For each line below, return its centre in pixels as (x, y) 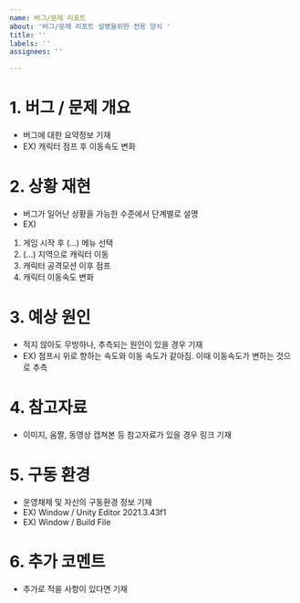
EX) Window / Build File (67, 522)
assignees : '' (36, 52)
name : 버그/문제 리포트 (48, 18)
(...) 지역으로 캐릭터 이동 (66, 254)
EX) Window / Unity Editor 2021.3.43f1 (94, 512)
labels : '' (30, 43)
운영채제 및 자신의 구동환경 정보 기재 (87, 502)
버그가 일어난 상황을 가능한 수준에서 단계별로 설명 (110, 214)
